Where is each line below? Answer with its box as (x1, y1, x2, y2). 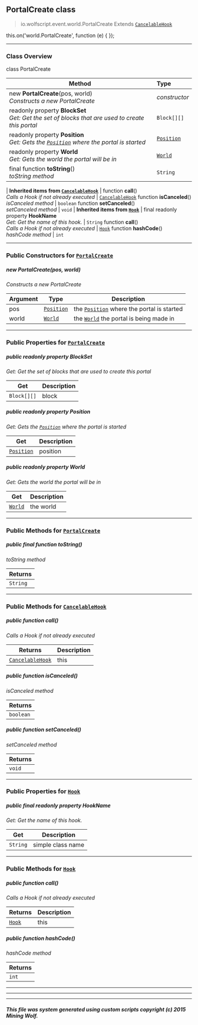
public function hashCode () (6, 935, 75, 942)
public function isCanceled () (6, 672, 78, 679)
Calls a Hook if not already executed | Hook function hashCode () (6, 225, 163, 232)
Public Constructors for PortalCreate (6, 251, 114, 260)
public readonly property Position (6, 408, 91, 415)
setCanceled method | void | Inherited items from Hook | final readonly (6, 206, 177, 213)
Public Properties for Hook (6, 787, 81, 795)
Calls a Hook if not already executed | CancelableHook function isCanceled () (6, 194, 192, 201)
